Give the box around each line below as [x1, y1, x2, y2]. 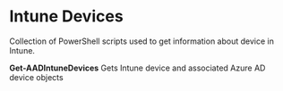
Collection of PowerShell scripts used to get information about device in [9, 36, 275, 46]
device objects [9, 71, 64, 82]
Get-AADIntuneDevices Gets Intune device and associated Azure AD [9, 62, 266, 73]
